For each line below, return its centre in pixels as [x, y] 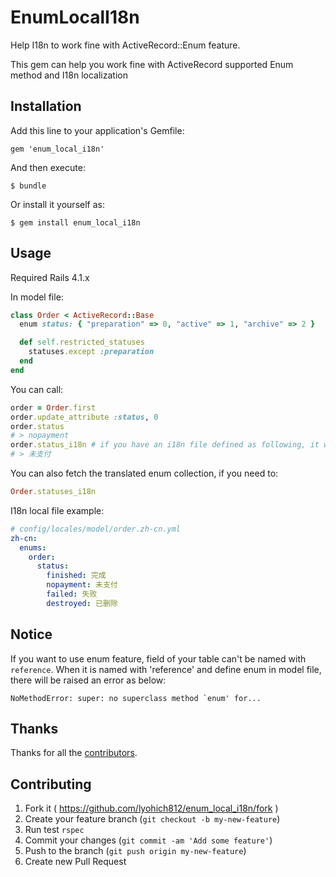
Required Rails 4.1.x [50, 277]
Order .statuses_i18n [53, 492]
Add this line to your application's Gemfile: [97, 130]
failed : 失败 [72, 594]
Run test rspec [54, 830]
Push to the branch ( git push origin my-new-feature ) [135, 851]
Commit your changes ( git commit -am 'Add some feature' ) [148, 840]
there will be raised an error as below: [88, 680]
